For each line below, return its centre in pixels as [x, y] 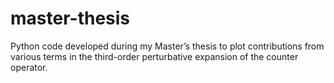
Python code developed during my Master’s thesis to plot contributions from [167, 46]
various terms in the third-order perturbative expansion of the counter [154, 56]
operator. [29, 67]
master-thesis [70, 18]
